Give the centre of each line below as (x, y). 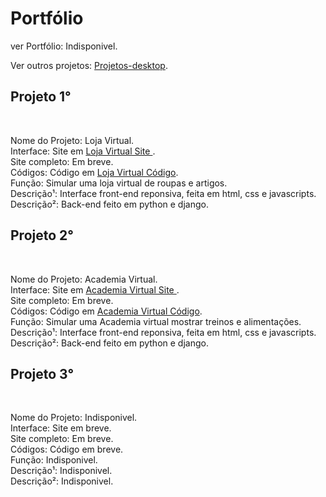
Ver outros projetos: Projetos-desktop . (89, 65)
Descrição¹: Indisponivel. (61, 471)
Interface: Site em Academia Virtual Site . (95, 289)
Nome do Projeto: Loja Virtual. (72, 140)
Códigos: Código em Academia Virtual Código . (106, 311)
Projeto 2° (42, 235)
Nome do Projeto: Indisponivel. (74, 418)
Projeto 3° (42, 373)
